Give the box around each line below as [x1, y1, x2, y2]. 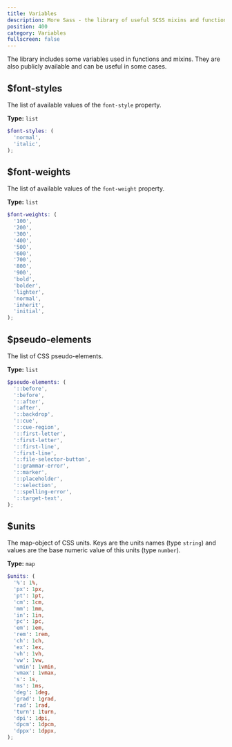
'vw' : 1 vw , [13, 656, 45, 664]
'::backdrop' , [13, 411, 54, 418]
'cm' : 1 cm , [13, 599, 45, 606]
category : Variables [7, 29, 67, 37]
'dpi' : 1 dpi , [13, 714, 51, 721]
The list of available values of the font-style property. [7, 100, 162, 109]
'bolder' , [13, 282, 41, 289]
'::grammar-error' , [13, 462, 70, 470]
